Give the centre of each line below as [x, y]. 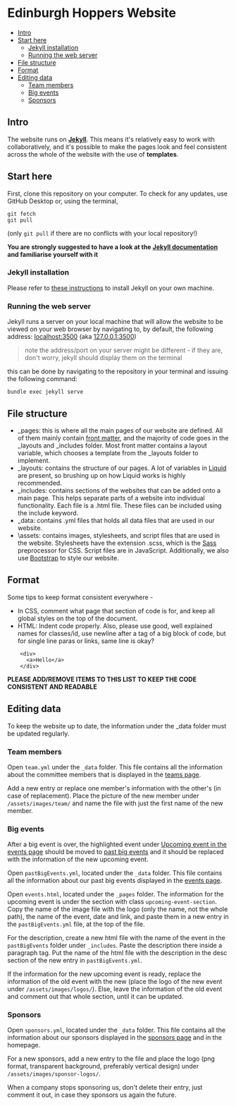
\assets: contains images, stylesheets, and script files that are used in [119, 535]
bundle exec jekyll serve [45, 392]
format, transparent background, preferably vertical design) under [103, 1066]
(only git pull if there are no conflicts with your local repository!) [103, 233]
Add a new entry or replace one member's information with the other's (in [114, 788]
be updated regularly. [38, 733]
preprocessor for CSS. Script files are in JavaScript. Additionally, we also [123, 550]
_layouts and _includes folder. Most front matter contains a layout [112, 445]
